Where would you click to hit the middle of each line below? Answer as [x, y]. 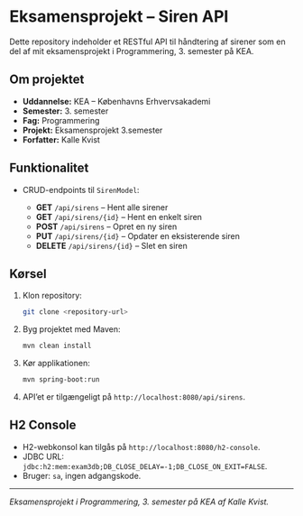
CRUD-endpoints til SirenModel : [81, 189]
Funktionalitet [49, 168]
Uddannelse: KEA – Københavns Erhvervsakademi [116, 101]
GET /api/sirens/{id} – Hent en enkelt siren [119, 217]
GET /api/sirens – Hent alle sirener [102, 207]
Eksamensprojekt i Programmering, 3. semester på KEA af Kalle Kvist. [139, 502]
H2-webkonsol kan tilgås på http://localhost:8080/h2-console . [141, 447]
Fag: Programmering [61, 120]
